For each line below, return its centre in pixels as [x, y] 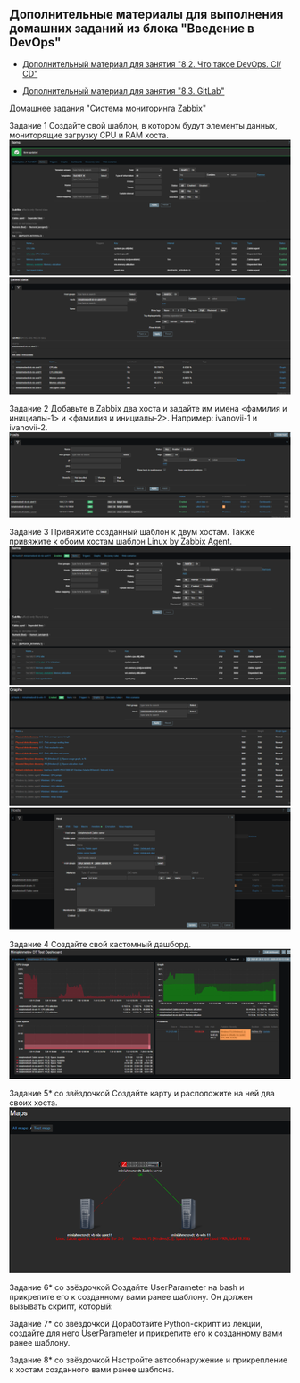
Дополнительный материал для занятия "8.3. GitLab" [123, 91]
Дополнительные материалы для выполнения [146, 15]
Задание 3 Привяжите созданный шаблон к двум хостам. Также [133, 532]
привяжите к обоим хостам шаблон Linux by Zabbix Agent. [121, 542]
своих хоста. [33, 1103]
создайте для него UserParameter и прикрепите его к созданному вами [146, 1333]
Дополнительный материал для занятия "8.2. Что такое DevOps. [146, 64]
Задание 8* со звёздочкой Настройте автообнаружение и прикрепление [149, 1360]
